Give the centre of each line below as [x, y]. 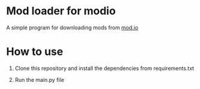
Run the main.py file [40, 79]
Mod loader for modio [61, 11]
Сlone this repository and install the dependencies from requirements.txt [104, 68]
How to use [35, 52]
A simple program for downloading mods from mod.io [72, 27]
